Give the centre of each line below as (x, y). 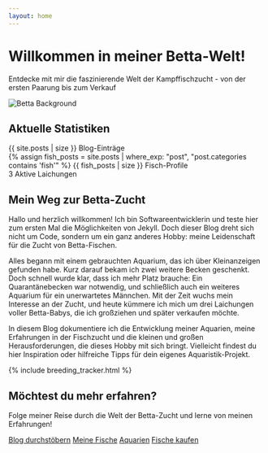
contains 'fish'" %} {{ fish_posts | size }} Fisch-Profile (98, 166)
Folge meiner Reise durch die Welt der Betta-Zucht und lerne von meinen (131, 415)
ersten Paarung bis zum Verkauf (62, 87)
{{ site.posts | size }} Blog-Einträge (67, 148)
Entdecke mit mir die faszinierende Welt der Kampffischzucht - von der (127, 79)
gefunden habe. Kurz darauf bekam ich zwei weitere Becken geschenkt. (129, 270)
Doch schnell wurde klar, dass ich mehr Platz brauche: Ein (106, 278)
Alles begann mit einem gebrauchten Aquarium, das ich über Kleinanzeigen (134, 261)
